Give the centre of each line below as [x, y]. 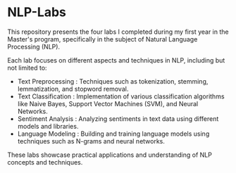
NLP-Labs [37, 12]
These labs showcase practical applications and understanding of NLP [110, 155]
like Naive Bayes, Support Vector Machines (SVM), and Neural [108, 103]
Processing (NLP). [34, 46]
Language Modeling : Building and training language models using [113, 134]
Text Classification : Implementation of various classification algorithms [121, 96]
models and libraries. [48, 126]
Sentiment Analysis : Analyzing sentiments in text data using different [118, 118]
